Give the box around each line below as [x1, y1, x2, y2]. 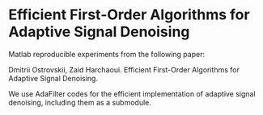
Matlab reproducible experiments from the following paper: [8, 49, 205, 59]
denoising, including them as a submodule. [8, 97, 152, 107]
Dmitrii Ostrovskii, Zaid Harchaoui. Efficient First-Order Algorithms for [8, 64, 240, 74]
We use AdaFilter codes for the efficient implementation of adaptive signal [8, 88, 257, 98]
